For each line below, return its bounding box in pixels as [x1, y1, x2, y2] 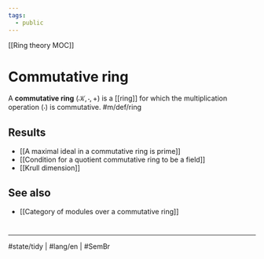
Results [8, 126, 46, 139]
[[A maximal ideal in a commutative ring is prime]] [19, 147, 181, 156]
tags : [8, 11, 26, 20]
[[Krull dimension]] [19, 163, 81, 173]
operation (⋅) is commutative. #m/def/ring [8, 103, 142, 112]
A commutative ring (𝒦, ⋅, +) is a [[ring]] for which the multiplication [8, 93, 228, 103]
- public [15, 19, 44, 27]
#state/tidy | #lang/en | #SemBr [8, 242, 111, 251]
